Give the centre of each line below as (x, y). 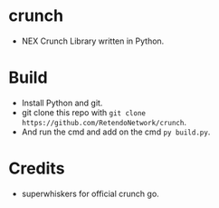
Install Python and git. (62, 103)
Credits (37, 168)
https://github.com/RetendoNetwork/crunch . (104, 122)
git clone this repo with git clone (84, 112)
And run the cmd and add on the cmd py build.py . (116, 132)
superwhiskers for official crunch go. (90, 193)
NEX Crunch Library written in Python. (93, 41)
